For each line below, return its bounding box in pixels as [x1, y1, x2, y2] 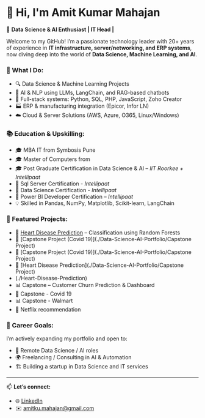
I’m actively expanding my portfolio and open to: [6, 335, 128, 342]
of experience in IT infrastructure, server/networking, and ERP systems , [6, 44, 192, 51]
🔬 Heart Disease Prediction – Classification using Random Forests [15, 229, 181, 236]
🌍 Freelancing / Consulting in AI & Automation [15, 354, 132, 361]
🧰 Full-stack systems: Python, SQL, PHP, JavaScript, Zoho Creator [15, 95, 182, 103]
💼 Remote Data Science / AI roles [15, 347, 99, 354]
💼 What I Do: [6, 65, 44, 74]
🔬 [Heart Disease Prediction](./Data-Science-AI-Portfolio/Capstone [15, 261, 184, 269]
